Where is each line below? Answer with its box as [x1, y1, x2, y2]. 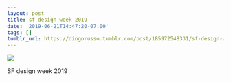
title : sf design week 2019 [7, 16, 88, 23]
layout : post [7, 10, 45, 17]
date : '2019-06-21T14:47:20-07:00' [7, 23, 109, 29]
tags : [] [7, 29, 32, 36]
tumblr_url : [7, 36, 41, 42]
